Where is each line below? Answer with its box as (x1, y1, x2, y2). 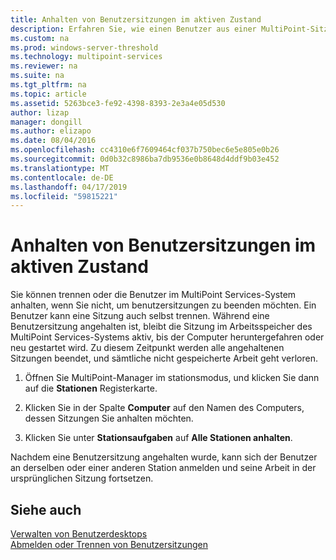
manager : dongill (10, 117, 83, 127)
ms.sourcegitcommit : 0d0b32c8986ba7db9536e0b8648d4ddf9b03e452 (10, 154, 280, 164)
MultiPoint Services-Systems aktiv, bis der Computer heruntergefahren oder (10, 331, 325, 343)
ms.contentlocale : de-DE (10, 172, 114, 183)
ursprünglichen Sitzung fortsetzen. (10, 472, 154, 485)
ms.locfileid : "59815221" (10, 191, 118, 201)
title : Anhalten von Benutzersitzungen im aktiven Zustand (10, 14, 262, 25)
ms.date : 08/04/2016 (10, 136, 97, 146)
